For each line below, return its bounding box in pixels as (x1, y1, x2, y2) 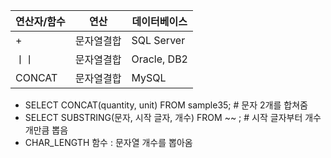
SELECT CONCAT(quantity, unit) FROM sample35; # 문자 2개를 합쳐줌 (24, 99, 308, 111)
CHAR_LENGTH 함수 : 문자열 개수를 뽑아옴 (24, 137, 193, 148)
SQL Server (131, 34, 186, 47)
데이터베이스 (131, 15, 188, 28)
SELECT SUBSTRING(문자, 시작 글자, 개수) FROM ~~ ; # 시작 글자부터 (24, 112, 303, 123)
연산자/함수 (15, 15, 66, 28)
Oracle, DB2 (131, 52, 188, 66)
